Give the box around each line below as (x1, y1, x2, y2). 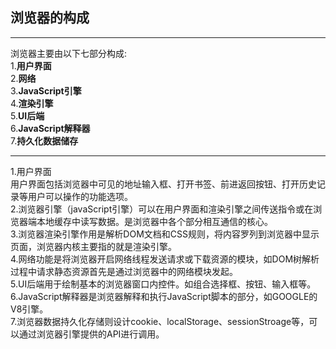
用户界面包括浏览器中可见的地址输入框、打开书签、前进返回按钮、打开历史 (10, 178, 317, 190)
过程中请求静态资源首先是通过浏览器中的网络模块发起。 (10, 265, 238, 277)
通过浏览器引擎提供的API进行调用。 (18, 328, 165, 340)
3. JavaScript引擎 (10, 84, 82, 97)
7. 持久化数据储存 (10, 134, 79, 147)
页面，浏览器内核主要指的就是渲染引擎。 (10, 240, 177, 252)
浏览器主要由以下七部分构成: (10, 47, 128, 59)
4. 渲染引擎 (10, 97, 54, 109)
